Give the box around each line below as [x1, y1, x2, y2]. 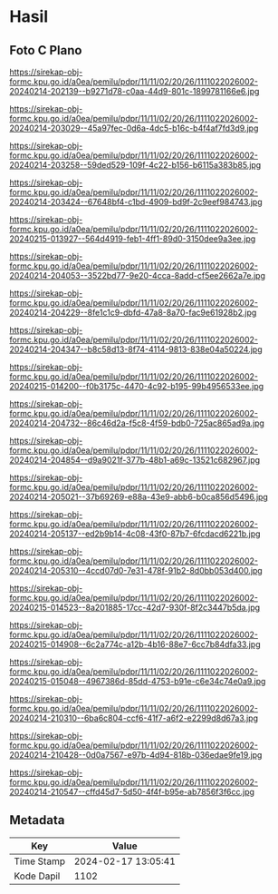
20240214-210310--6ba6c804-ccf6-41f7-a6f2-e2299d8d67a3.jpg [9, 712, 258, 723]
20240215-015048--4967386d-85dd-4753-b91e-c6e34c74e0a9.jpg [9, 676, 266, 686]
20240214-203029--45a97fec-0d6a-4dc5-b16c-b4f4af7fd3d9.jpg [9, 123, 259, 133]
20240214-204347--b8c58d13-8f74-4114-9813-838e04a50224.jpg [9, 344, 263, 355]
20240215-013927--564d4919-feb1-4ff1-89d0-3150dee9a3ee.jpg [9, 233, 256, 244]
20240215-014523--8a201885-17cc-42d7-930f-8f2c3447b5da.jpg [9, 602, 261, 613]
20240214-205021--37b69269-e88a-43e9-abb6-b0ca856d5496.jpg [9, 492, 269, 502]
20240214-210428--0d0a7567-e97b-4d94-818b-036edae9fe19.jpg [9, 750, 263, 760]
